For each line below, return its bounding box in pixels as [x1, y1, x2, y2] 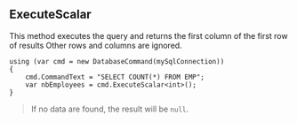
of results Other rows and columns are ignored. [9, 40, 182, 50]
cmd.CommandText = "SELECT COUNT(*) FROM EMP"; [25, 73, 205, 81]
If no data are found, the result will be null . [30, 104, 189, 114]
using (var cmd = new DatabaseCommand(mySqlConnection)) [9, 57, 225, 65]
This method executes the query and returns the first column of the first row [9, 30, 288, 41]
